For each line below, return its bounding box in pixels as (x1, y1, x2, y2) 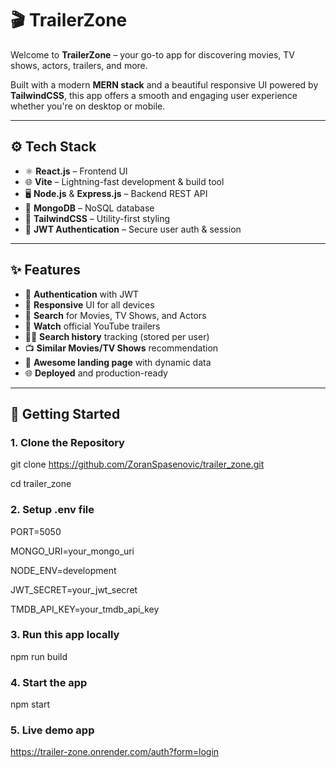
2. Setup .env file (10, 503, 95, 517)
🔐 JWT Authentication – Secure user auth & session (24, 223, 242, 235)
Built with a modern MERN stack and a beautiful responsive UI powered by (10, 78, 319, 91)
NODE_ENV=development (10, 564, 117, 576)
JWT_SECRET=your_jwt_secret (10, 583, 138, 596)
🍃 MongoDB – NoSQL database (24, 202, 155, 214)
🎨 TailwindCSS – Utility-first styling (24, 212, 171, 224)
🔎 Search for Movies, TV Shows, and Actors (24, 309, 207, 321)
